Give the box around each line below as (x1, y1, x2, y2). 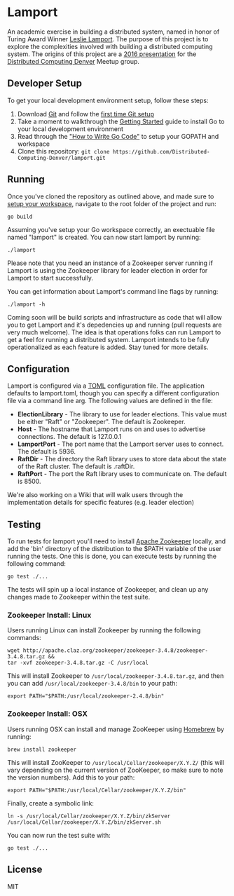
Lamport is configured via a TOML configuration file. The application (7, 381, 205, 390)
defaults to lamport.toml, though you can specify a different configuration (7, 389, 219, 398)
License (7, 864, 43, 876)
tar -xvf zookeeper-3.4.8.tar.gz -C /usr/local (7, 660, 149, 667)
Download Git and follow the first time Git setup (17, 109, 154, 118)
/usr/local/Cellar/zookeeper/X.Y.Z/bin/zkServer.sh (7, 818, 161, 826)
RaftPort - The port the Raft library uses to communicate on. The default (17, 470, 227, 478)
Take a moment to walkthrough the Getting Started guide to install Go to (17, 117, 225, 125)
